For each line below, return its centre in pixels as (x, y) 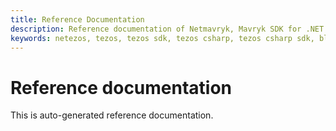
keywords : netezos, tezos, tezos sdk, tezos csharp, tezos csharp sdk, (162, 38)
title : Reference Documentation (77, 19)
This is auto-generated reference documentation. (112, 115)
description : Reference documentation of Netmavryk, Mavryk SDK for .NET (167, 29)
